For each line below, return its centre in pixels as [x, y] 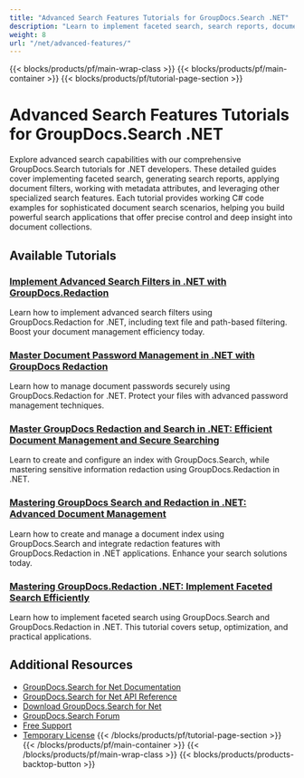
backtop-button [52, 763]
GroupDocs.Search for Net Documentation [102, 686]
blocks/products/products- [243, 754]
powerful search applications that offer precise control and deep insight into [151, 218]
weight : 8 [28, 34]
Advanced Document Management [88, 514]
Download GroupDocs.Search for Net [92, 706]
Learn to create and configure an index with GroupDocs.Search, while [139, 460]
